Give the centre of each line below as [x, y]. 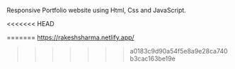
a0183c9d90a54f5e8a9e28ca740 [179, 51]
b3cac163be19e [153, 58]
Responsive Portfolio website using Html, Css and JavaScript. [97, 10]
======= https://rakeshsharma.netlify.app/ [71, 37]
